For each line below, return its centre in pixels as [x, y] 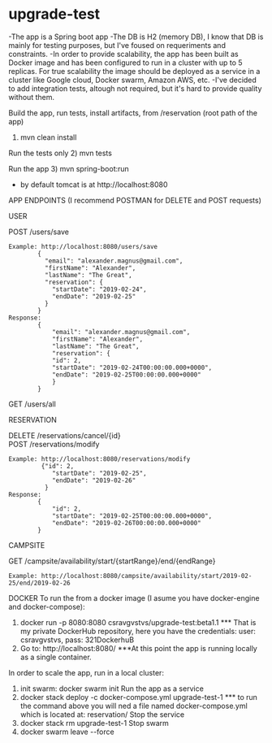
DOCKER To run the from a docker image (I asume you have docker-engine [134, 597]
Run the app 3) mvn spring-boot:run [69, 168]
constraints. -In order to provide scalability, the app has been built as [123, 54]
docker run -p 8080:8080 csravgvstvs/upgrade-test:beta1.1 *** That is [138, 622]
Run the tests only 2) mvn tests [60, 153]
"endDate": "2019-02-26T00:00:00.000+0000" [126, 523]
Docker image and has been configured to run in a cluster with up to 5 [125, 63]
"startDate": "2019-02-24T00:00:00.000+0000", [132, 367]
